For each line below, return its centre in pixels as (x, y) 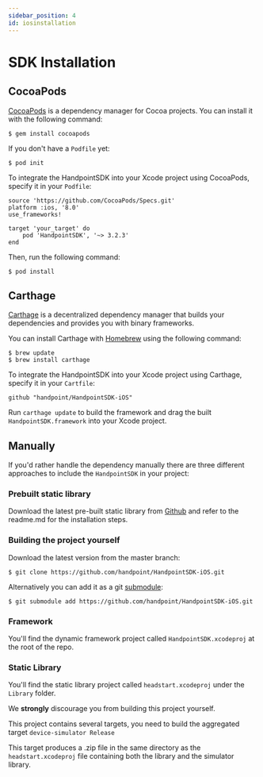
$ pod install (32, 271)
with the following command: (55, 119)
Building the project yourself (64, 540)
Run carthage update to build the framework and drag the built (110, 413)
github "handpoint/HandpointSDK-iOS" (71, 398)
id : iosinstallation (42, 23)
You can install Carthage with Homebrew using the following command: (125, 339)
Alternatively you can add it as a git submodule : (86, 587)
